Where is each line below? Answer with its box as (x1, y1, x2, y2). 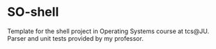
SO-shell (7, 4, 59, 20)
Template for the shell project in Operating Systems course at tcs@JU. (7, 27, 210, 35)
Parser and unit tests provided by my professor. (7, 34, 144, 42)
